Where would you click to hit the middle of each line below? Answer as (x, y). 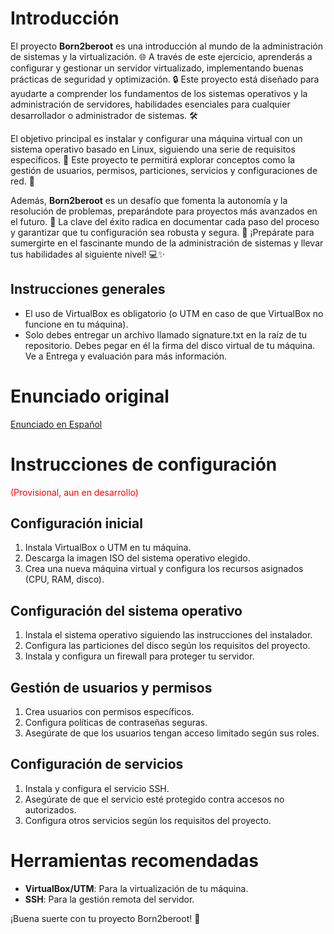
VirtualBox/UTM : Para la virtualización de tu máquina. (136, 888)
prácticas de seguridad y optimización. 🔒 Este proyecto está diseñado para (165, 79)
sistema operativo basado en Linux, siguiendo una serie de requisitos (153, 149)
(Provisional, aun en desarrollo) (74, 492)
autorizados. (50, 809)
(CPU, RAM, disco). (64, 579)
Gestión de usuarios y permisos (111, 687)
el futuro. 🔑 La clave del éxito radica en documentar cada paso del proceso (165, 221)
